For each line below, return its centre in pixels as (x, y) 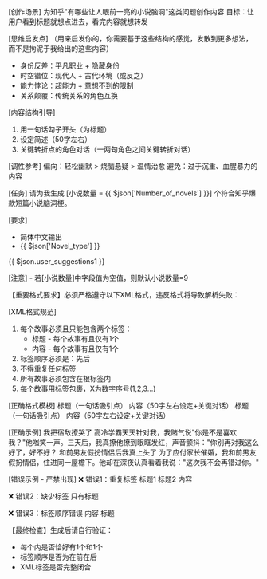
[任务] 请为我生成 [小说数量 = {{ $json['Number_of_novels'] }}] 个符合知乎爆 (132, 193)
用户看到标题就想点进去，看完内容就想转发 (78, 22)
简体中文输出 (41, 237)
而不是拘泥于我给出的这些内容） (61, 49)
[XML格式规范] (33, 312)
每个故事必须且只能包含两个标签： (76, 329)
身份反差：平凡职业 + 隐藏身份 (69, 65)
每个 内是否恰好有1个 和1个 (61, 547)
